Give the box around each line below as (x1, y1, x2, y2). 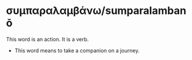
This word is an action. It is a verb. (6, 36, 89, 43)
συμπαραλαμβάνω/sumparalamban (6, 4, 187, 17)
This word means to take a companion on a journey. (14, 47, 140, 54)
